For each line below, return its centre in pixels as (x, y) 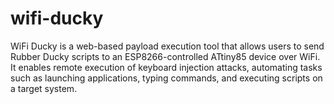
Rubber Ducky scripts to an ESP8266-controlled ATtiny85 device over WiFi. (165, 56)
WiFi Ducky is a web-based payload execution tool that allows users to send (167, 46)
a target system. (44, 88)
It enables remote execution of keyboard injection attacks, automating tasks (166, 67)
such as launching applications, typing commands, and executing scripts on (166, 78)
